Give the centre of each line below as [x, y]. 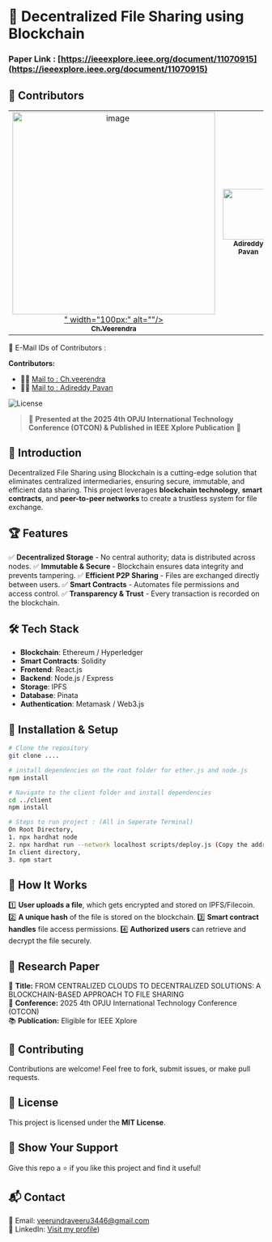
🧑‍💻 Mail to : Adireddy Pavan [66, 387]
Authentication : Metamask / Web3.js [82, 704]
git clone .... [34, 756]
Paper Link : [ [35, 59]
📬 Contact [37, 1197]
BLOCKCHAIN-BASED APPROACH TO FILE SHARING [96, 994]
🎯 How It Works [48, 885]
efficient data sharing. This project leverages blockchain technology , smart [136, 490]
